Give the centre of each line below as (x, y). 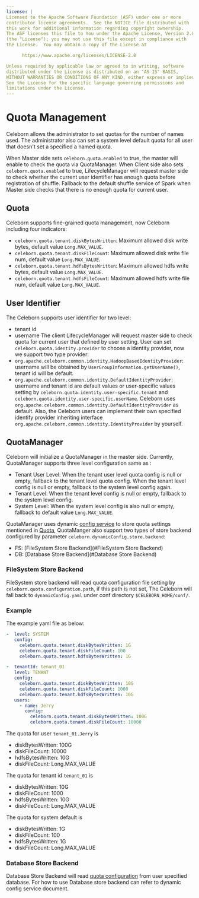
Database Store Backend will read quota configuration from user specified (97, 876)
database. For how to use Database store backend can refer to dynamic (94, 883)
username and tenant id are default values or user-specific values (95, 386)
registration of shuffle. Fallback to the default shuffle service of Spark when (99, 183)
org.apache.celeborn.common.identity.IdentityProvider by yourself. (99, 423)
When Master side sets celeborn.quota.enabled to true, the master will (92, 158)
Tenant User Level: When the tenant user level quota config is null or (98, 474)
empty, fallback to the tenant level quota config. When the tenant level (100, 481)
